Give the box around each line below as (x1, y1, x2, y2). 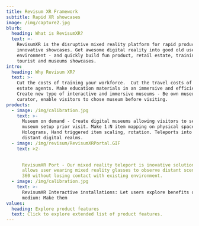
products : (6, 101, 31, 108)
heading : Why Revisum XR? (11, 69, 76, 75)
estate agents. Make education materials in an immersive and (17, 86, 174, 91)
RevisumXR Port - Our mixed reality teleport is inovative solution (21, 162, 195, 168)
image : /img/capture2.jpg (6, 19, 70, 25)
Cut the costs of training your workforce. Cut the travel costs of (17, 80, 192, 86)
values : (6, 200, 25, 207)
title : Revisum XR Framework (6, 8, 78, 15)
